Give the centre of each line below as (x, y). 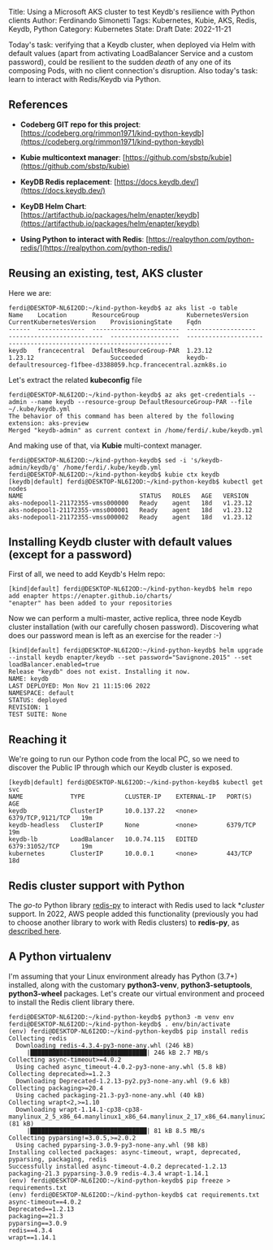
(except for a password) (70, 555)
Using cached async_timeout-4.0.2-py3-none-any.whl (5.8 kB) (121, 1067)
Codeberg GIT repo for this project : (80, 124)
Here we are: (30, 293)
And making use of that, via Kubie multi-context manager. (105, 445)
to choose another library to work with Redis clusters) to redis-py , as (124, 922)
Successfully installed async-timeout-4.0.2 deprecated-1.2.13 (118, 1166)
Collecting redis (38, 1038)
